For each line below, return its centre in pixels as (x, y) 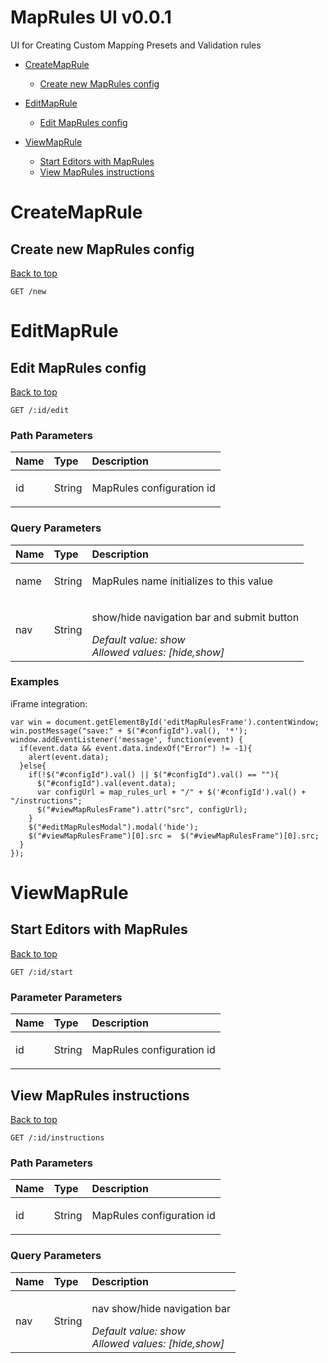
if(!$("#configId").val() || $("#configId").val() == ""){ (154, 774)
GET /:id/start (42, 972)
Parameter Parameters (66, 997)
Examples (35, 682)
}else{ (33, 766)
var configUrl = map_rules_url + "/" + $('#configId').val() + (171, 792)
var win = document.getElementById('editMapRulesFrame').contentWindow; (165, 722)
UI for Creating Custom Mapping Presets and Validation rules (136, 45)
